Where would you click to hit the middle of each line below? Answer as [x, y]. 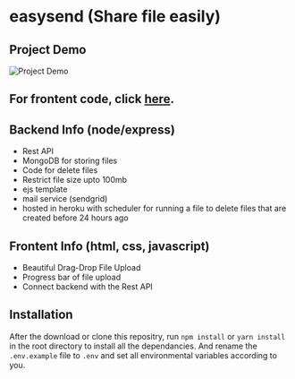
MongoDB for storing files [70, 161]
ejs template [45, 189]
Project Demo [48, 50]
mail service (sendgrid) [65, 199]
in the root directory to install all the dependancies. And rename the [133, 346]
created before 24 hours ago [75, 218]
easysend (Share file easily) [115, 17]
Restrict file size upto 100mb [75, 180]
